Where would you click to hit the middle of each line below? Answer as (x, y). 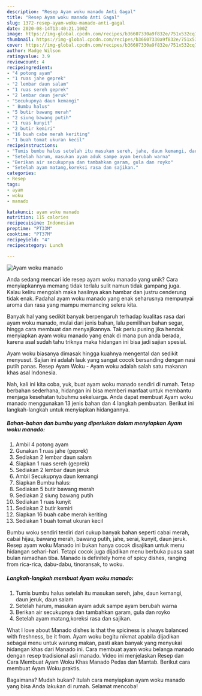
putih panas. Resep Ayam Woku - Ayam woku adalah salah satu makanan (97, 366)
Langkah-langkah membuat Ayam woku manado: (70, 578)
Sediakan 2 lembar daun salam (54, 457)
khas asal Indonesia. (32, 373)
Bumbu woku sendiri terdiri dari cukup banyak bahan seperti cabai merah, (98, 532)
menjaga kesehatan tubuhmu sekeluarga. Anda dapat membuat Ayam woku (100, 397)
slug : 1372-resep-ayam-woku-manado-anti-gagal (66, 23)
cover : (15, 46)
